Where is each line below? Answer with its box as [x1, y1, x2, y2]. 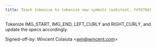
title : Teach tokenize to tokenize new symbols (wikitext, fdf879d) [5, 7, 152, 12]
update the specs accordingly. [5, 26, 68, 32]
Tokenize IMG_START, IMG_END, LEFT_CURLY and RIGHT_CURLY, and [5, 21, 151, 27]
